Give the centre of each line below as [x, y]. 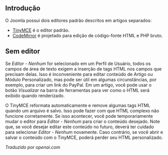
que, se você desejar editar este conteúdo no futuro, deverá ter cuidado [80, 127]
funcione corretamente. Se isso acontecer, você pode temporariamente [79, 116]
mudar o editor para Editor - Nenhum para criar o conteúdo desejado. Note [83, 121]
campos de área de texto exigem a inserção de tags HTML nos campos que [83, 69]
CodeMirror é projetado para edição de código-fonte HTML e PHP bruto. [88, 35]
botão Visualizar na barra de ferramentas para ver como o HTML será [77, 90]
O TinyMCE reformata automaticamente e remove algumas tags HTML [78, 105]
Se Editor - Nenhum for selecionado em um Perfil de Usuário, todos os [78, 63]
